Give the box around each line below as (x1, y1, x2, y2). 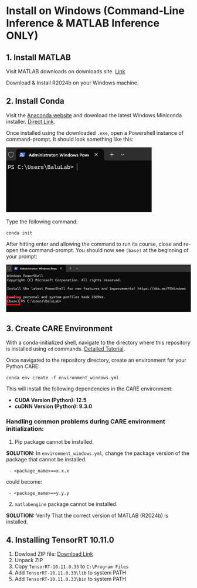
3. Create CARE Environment (6, 324, 113, 334)
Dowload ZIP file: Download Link (14, 550, 93, 558)
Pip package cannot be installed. (14, 438, 94, 445)
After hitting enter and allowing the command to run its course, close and (6, 240, 183, 247)
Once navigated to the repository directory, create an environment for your (6, 356, 186, 364)
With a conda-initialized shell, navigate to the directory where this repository (6, 339, 191, 346)
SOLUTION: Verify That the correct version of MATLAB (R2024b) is (6, 512, 169, 519)
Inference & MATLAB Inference (6, 16, 160, 30)
